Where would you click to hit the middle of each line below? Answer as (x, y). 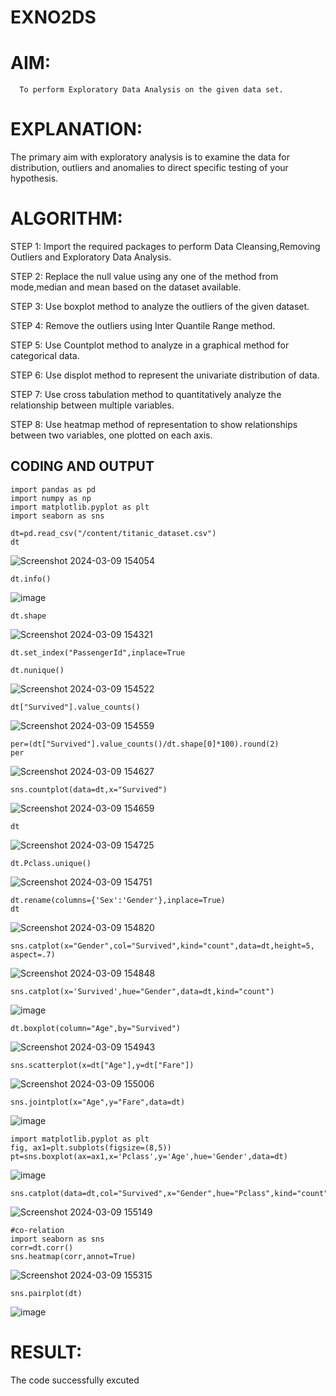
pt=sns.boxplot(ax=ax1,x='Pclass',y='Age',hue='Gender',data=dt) (149, 1156)
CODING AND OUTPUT (82, 466)
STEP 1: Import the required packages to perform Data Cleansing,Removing (165, 246)
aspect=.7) (33, 954)
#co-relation (37, 1230)
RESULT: (46, 1352)
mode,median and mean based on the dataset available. (126, 287)
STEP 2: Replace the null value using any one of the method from (144, 276)
